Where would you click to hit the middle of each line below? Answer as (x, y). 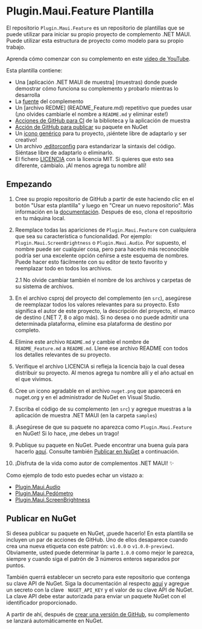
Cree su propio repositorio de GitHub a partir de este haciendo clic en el (104, 199)
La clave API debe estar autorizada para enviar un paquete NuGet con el (96, 596)
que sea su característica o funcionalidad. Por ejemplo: (84, 236)
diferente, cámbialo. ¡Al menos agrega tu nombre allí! (80, 165)
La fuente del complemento (49, 101)
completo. (27, 330)
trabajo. (16, 47)
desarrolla (27, 95)
